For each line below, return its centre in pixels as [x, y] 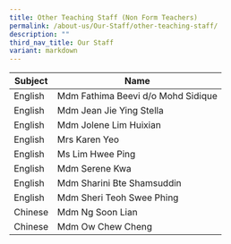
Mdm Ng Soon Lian [97, 213]
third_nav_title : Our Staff [62, 42]
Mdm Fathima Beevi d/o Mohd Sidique [137, 97]
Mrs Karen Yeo [88, 139]
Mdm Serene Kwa [94, 169]
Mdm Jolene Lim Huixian [109, 125]
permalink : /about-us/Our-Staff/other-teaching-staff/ [114, 26]
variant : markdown [43, 51]
